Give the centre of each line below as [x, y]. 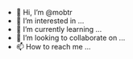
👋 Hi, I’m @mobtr [44, 12]
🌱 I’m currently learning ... [59, 29]
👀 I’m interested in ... [50, 21]
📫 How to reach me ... [53, 47]
